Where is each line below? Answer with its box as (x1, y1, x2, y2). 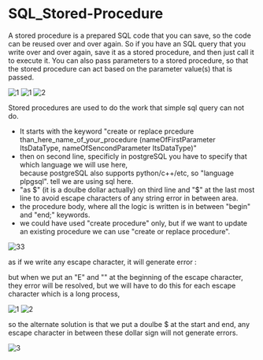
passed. (8, 72, 35, 82)
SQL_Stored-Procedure (8, 5, 164, 23)
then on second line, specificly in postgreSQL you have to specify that (19, 151, 248, 161)
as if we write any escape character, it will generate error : (8, 257, 197, 266)
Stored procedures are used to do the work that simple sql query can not (8, 103, 245, 112)
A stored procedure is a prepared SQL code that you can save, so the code (8, 31, 252, 40)
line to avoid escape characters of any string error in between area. (19, 193, 239, 203)
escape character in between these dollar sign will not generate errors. (8, 328, 239, 337)
